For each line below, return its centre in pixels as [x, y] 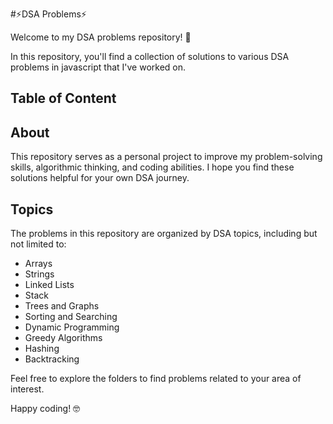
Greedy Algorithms [63, 338]
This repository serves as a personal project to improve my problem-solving [166, 157]
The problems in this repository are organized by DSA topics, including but [164, 234]
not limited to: [38, 244]
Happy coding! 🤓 [45, 409]
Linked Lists [49, 285]
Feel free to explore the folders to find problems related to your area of [156, 379]
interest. [27, 389]
